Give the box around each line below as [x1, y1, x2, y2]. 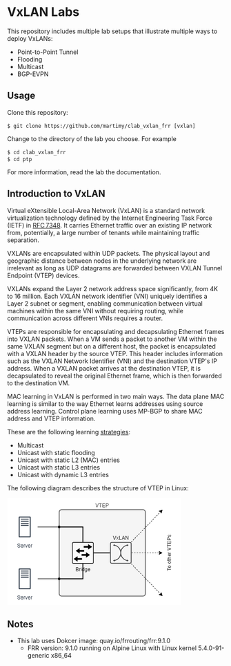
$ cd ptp [7, 156, 32, 163]
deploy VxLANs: [7, 34, 53, 42]
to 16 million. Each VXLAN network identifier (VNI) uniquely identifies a [7, 292, 208, 300]
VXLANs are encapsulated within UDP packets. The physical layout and [7, 249, 210, 257]
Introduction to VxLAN [7, 188, 106, 200]
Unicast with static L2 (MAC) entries [17, 456, 121, 464]
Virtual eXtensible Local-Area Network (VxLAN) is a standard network [7, 206, 205, 214]
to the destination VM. [7, 378, 70, 387]
